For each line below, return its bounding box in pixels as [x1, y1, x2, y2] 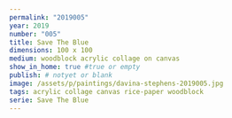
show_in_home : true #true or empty [9, 63, 141, 72]
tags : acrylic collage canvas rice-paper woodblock [9, 87, 204, 96]
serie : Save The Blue [9, 95, 89, 105]
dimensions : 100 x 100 [9, 46, 93, 55]
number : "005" [9, 29, 62, 38]
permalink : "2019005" [9, 12, 89, 22]
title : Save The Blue [9, 37, 89, 47]
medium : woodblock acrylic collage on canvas [9, 54, 180, 63]
